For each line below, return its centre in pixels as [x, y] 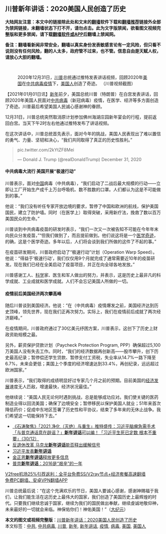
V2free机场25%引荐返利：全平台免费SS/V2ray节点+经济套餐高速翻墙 [75, 474]
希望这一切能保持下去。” [33, 416]
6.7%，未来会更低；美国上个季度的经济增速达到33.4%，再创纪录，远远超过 [82, 364]
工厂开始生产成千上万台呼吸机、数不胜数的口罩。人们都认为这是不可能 [85, 189]
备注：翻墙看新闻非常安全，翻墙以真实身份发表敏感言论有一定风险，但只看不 [83, 45]
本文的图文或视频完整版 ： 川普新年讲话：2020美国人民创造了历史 [71, 520]
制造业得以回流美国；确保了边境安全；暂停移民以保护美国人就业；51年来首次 [83, 404]
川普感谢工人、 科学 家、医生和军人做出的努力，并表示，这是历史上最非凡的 [81, 275]
